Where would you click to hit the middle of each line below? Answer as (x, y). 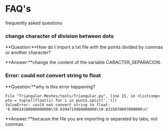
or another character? (28, 53)
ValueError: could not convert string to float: (58, 105)
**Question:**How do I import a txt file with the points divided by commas (84, 47)
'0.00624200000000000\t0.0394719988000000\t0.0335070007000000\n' (77, 109)
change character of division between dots (60, 36)
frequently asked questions (34, 23)
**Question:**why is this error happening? (50, 86)
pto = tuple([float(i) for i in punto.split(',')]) (61, 100)
